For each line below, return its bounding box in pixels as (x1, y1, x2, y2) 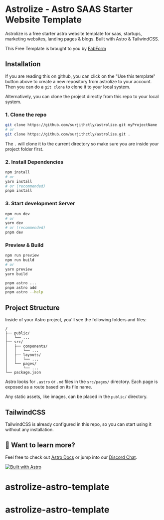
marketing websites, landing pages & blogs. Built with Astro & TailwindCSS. (5, 36, 160, 42)
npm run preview (5, 253, 39, 258)
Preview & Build (5, 242, 44, 249)
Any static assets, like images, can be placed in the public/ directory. (5, 393, 148, 399)
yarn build (5, 271, 28, 276)
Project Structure (5, 303, 60, 312)
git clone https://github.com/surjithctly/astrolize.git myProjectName (5, 123, 157, 128)
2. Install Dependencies (5, 158, 64, 165)
